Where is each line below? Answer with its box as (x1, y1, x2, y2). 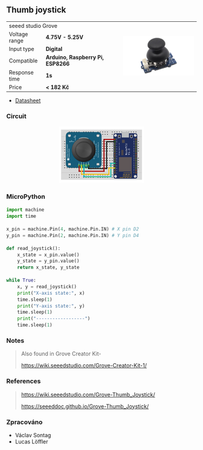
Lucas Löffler (14, 438, 48, 445)
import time (6, 213, 36, 220)
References (6, 377, 41, 386)
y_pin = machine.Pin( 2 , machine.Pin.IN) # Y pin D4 (6, 232, 139, 238)
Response (8, 69, 34, 76)
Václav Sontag (14, 431, 51, 438)
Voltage (8, 30, 28, 38)
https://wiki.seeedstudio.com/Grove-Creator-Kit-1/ (21, 362, 147, 369)
